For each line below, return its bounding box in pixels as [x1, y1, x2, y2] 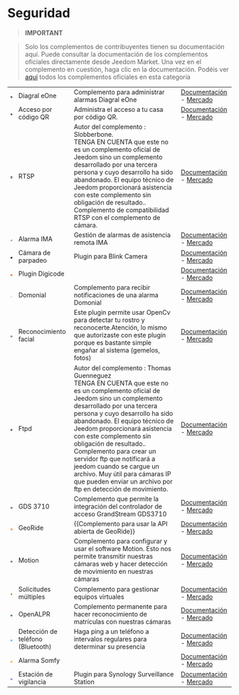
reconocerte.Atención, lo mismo [73, 323, 167, 332]
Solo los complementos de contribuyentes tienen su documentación [24, 42, 225, 51]
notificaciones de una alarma [73, 291, 159, 300]
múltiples [18, 592, 46, 601]
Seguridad [7, 5, 70, 21]
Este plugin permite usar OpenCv [73, 308, 171, 317]
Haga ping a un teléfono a [73, 627, 149, 636]
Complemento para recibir [73, 283, 151, 292]
